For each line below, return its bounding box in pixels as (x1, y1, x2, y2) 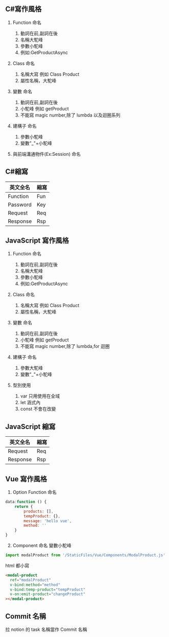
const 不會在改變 (20, 406, 56, 412)
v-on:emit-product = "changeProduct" (10, 592, 86, 597)
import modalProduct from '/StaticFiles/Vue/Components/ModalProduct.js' (5, 553, 166, 558)
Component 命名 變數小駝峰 (12, 542, 71, 549)
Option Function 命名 (12, 489, 57, 496)
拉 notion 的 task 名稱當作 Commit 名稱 (5, 626, 87, 632)
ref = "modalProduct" (10, 577, 52, 582)
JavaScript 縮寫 (5, 422, 56, 431)
